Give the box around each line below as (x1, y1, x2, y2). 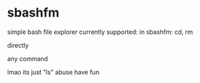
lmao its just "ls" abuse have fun (7, 68, 99, 76)
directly (7, 41, 29, 49)
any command (7, 54, 49, 63)
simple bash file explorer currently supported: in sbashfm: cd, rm (7, 28, 193, 36)
